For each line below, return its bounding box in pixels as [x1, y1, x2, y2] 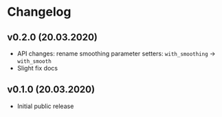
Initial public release [16, 102, 74, 110]
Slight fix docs [16, 64, 58, 72]
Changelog [7, 4, 71, 20]
